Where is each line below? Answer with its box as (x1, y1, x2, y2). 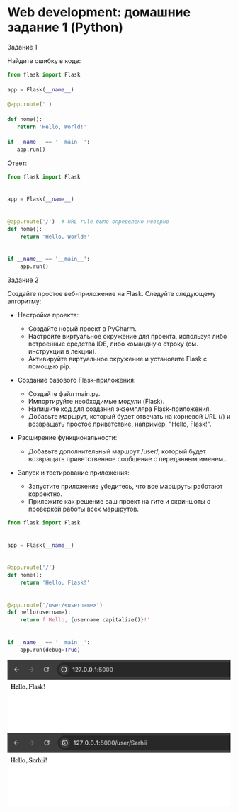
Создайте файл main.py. (28, 389, 101, 397)
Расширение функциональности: (17, 433, 118, 441)
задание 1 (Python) (7, 19, 124, 35)
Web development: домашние (7, 4, 191, 21)
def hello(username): (7, 609, 72, 616)
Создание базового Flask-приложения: (17, 376, 136, 384)
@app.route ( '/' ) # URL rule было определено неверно (7, 218, 170, 225)
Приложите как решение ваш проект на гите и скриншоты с (28, 497, 211, 505)
